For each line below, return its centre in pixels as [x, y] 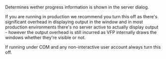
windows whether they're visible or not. [45, 37]
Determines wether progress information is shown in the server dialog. [77, 7]
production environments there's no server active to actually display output [82, 27]
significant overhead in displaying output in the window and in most [74, 22]
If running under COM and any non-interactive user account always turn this [83, 47]
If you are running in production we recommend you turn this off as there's [81, 16]
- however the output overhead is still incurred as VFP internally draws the [81, 32]
